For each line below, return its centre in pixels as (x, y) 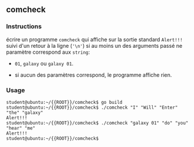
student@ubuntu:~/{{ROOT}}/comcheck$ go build (64, 102)
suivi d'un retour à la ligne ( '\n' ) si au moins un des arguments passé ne (94, 45)
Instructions (24, 27)
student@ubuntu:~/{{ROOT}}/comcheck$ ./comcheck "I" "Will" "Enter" (92, 107)
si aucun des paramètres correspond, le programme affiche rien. (93, 75)
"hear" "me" (21, 128)
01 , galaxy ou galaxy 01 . (44, 63)
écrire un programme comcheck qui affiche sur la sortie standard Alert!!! (94, 39)
